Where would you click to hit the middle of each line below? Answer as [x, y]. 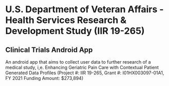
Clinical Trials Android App [49, 50]
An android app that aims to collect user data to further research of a [78, 62]
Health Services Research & [66, 20]
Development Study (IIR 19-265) [75, 31]
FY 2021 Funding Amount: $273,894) [44, 78]
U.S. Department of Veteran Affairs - [85, 9]
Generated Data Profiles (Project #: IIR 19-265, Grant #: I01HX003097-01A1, [85, 73]
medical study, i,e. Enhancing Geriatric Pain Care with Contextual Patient [82, 67]
